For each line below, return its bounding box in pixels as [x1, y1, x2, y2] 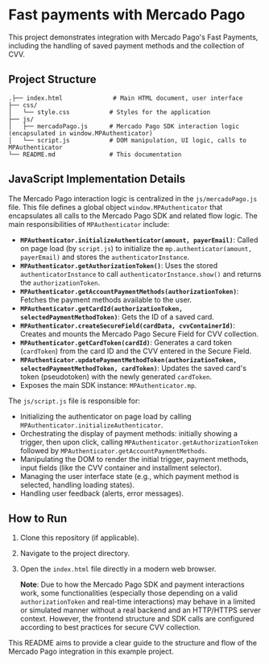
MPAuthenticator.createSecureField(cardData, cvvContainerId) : [19, 320, 236, 330]
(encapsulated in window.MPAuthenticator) [8, 129, 153, 138]
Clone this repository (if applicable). [19, 533, 139, 542]
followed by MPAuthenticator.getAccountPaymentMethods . [19, 445, 208, 456]
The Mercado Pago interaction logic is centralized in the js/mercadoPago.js [8, 193, 258, 203]
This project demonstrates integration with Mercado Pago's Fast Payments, [8, 32, 259, 42]
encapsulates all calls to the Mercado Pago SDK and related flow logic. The [8, 211, 258, 221]
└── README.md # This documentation [8, 151, 182, 159]
